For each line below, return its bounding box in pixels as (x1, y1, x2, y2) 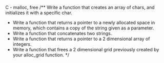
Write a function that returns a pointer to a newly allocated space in (12, 20, 155, 25)
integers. (12, 41, 32, 47)
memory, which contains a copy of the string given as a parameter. (12, 25, 154, 31)
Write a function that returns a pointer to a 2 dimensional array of (12, 36, 150, 42)
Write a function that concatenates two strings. (12, 30, 112, 36)
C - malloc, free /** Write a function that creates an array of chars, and (5, 5, 155, 10)
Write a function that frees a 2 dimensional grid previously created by (12, 47, 159, 52)
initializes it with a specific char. (5, 10, 73, 16)
